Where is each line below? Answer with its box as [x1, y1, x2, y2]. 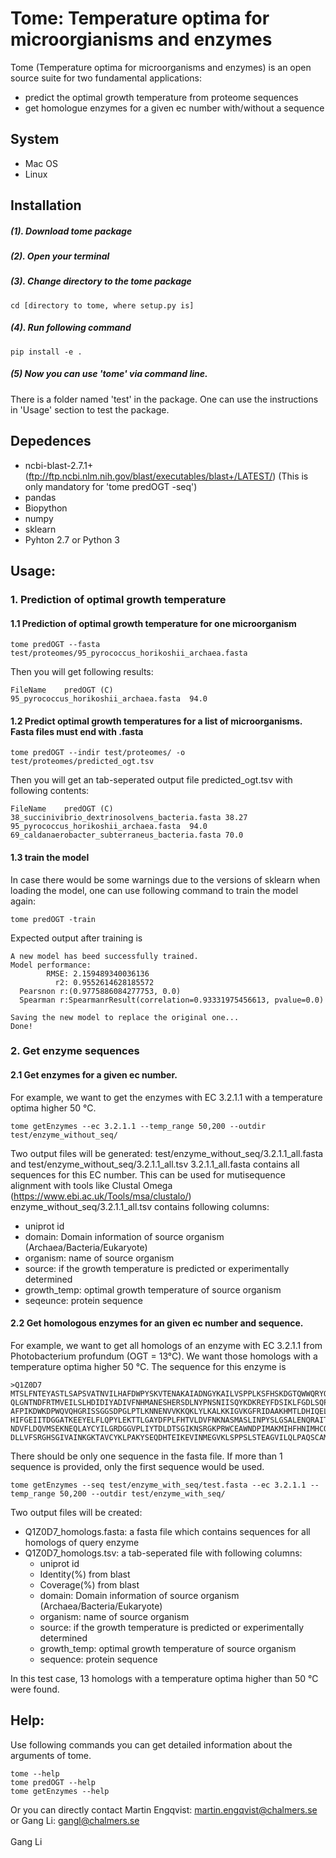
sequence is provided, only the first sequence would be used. [10, 1460, 265, 1472]
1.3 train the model [10, 851, 90, 863]
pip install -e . [10, 347, 83, 357]
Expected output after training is [10, 932, 143, 944]
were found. [10, 1683, 60, 1695]
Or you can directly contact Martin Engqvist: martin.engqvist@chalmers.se [10, 1803, 318, 1816]
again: [10, 895, 37, 907]
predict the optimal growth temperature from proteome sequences [24, 91, 299, 103]
